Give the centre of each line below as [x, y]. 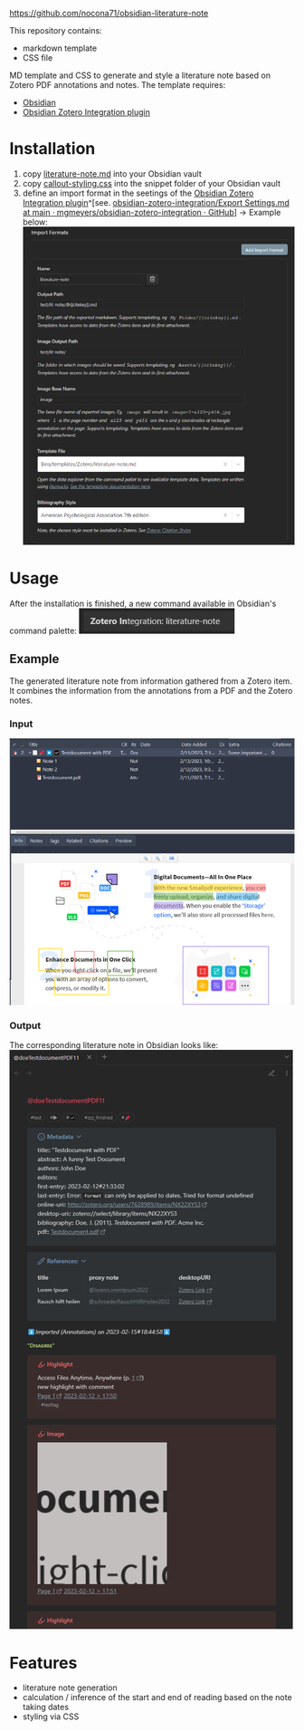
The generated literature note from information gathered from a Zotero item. [151, 681]
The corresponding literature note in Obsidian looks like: [114, 1045]
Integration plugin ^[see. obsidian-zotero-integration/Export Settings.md [156, 202]
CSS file [38, 58]
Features [43, 1663]
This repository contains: [56, 30]
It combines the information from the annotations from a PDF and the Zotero [151, 690]
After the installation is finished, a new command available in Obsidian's [143, 604]
